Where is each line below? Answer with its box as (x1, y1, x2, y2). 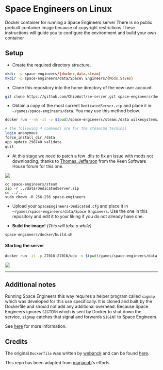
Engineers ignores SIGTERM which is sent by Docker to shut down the (5, 309, 142, 315)
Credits (5, 337, 28, 346)
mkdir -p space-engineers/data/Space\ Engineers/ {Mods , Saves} (5, 76, 133, 81)
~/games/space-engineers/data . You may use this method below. (12, 108, 141, 114)
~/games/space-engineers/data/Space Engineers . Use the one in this (12, 208, 148, 214)
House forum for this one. (12, 163, 64, 169)
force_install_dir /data (5, 135, 55, 140)
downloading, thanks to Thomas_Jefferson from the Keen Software (12, 158, 147, 164)
